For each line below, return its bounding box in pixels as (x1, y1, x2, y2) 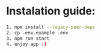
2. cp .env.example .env (6, 30, 69, 36)
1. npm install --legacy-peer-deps (6, 24, 96, 30)
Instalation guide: (6, 4, 96, 18)
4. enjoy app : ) (6, 41, 47, 47)
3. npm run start (6, 35, 50, 42)
